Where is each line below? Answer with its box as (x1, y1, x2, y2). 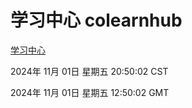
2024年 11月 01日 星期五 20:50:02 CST (10, 65, 169, 77)
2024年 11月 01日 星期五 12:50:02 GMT (10, 86, 170, 98)
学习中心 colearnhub (10, 9, 183, 32)
